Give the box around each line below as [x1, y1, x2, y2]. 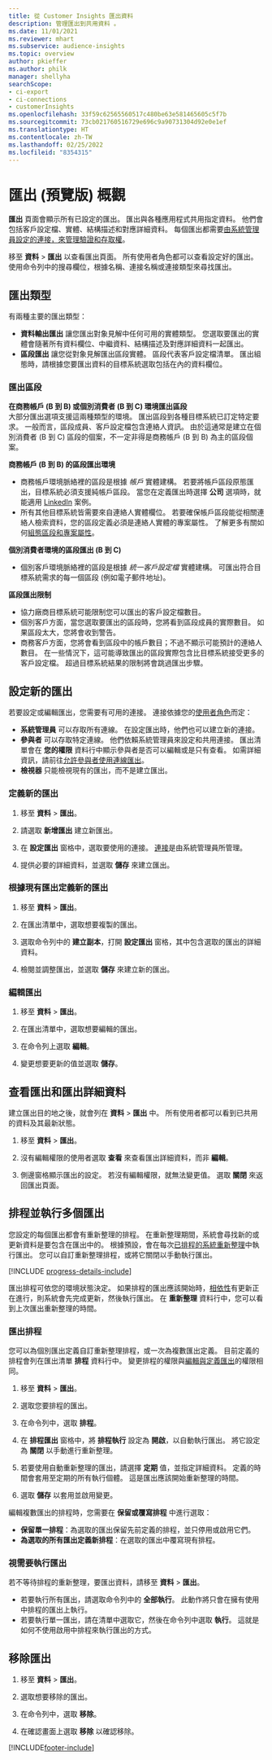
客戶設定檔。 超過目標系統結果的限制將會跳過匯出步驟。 [19, 658, 208, 668]
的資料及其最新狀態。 [8, 1117, 80, 1128]
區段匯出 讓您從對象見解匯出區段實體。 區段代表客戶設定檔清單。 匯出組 [19, 349, 261, 359]
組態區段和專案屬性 [27, 528, 92, 538]
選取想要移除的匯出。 [19, 1692, 92, 1702]
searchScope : [8, 80, 53, 88]
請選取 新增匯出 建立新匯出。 [19, 825, 118, 835]
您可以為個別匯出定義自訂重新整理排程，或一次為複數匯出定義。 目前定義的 [8, 1345, 260, 1356]
